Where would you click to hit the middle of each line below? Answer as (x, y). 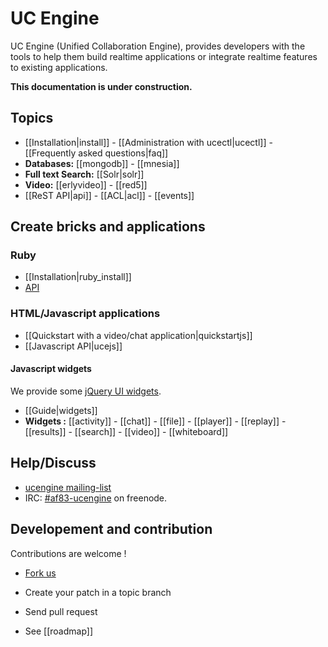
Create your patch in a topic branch (98, 592)
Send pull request (61, 611)
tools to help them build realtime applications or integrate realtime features (164, 56)
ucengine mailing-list (68, 487)
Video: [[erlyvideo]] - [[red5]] (86, 184)
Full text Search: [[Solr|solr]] (84, 174)
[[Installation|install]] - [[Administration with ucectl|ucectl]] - (148, 142)
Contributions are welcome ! (68, 553)
